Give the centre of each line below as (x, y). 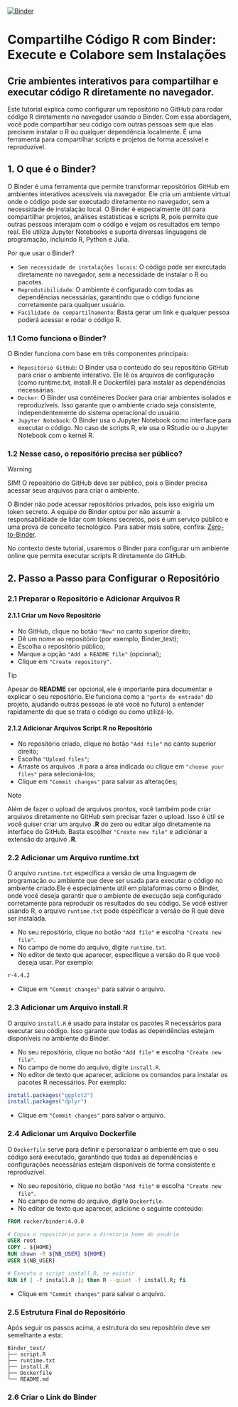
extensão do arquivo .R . (42, 840)
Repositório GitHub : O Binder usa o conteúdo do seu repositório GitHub (123, 368)
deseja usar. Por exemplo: (55, 963)
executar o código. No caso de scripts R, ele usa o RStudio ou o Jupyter (123, 428)
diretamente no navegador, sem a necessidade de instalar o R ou (113, 274)
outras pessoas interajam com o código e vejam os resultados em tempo (114, 224)
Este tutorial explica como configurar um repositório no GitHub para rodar (115, 109)
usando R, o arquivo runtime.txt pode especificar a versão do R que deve (116, 911)
